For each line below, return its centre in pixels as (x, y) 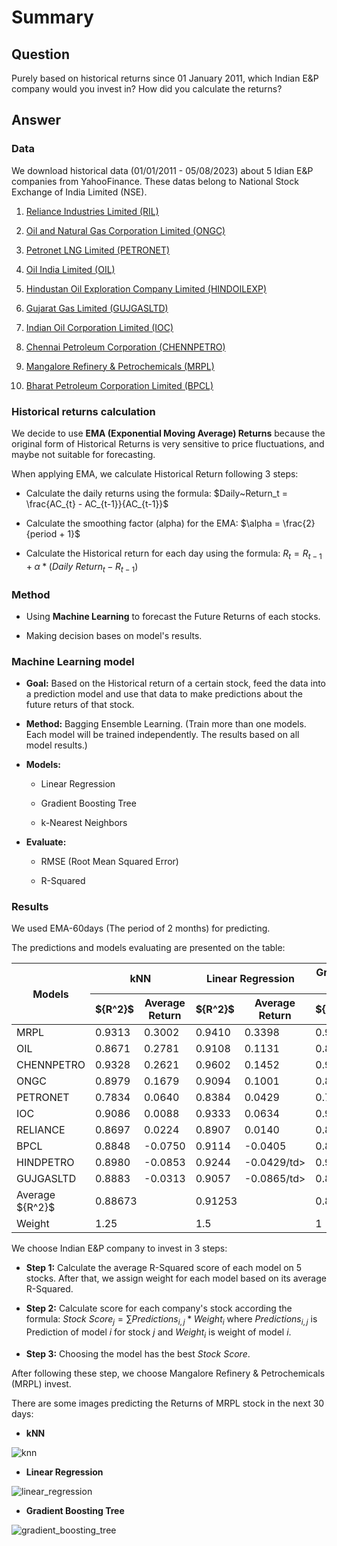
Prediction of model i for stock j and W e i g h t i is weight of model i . (158, 1333)
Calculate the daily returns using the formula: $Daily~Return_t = (156, 493)
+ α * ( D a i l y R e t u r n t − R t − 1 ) (82, 567)
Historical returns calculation (83, 411)
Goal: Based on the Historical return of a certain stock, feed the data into (176, 683)
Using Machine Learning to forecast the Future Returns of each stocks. (173, 616)
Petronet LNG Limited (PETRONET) (98, 250)
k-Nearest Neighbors (84, 823)
